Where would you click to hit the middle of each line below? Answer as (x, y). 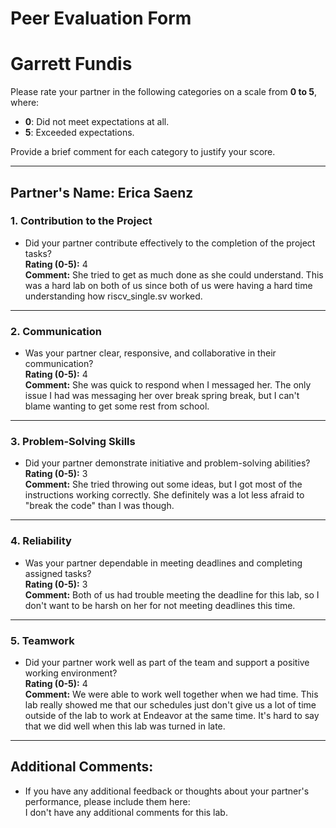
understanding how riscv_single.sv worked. (113, 296)
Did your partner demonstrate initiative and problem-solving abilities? (167, 463)
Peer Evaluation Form (101, 18)
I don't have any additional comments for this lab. (126, 812)
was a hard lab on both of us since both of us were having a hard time (168, 285)
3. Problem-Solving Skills (73, 442)
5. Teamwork (42, 640)
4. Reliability (41, 541)
